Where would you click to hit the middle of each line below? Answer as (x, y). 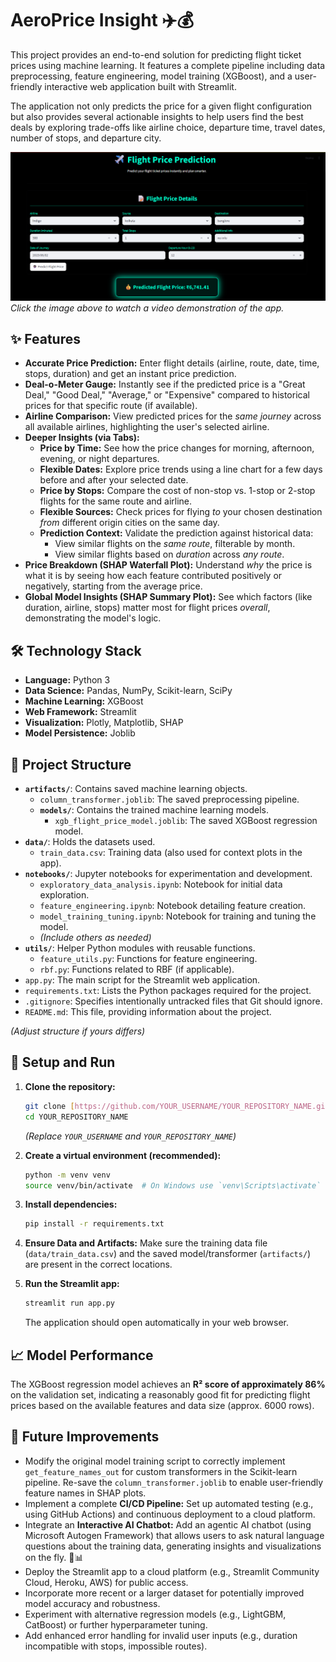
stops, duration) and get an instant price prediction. (130, 374)
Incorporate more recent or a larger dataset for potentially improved (164, 1593)
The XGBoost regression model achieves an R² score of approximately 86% (168, 1384)
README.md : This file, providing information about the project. (148, 1012)
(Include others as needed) (95, 938)
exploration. (64, 895)
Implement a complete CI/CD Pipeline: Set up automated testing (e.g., (169, 1503)
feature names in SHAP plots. (85, 1493)
